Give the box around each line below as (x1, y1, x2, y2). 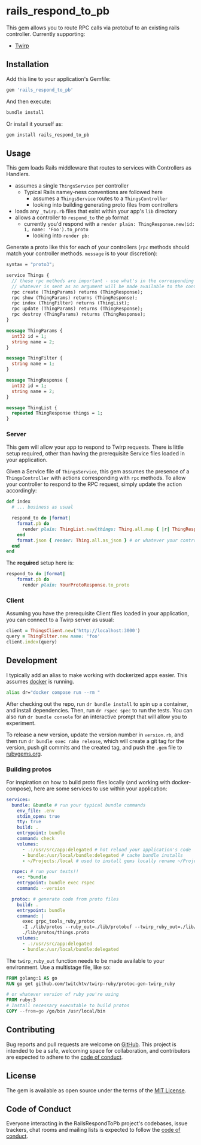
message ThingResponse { (6, 377, 68, 383)
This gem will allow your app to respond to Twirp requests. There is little (6, 443, 184, 451)
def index (6, 499, 31, 504)
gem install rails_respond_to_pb (6, 132, 90, 138)
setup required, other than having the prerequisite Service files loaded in (6, 450, 185, 457)
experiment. (6, 719, 36, 726)
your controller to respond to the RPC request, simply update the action (6, 481, 182, 488)
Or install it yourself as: (6, 120, 63, 127)
